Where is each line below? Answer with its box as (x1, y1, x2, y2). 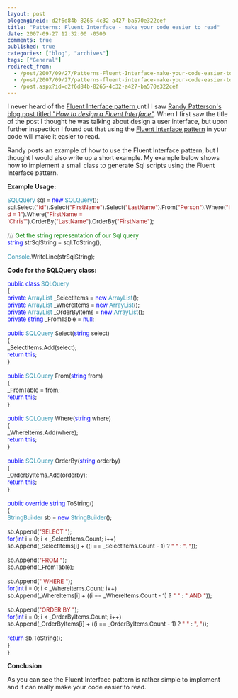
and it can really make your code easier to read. (7, 683, 147, 692)
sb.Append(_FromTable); (7, 563, 74, 571)
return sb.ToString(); (7, 634, 62, 642)
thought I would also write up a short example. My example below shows (7, 154, 220, 162)
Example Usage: (7, 182, 57, 191)
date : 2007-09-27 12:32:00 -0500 (7, 30, 106, 38)
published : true (7, 43, 55, 50)
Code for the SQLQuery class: (7, 266, 97, 275)
